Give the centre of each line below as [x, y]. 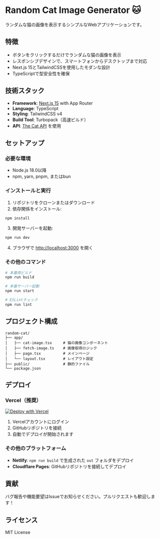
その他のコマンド [26, 262]
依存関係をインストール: [37, 208]
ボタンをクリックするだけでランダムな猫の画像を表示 [67, 55]
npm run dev [17, 238]
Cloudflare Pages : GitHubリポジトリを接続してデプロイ [69, 466]
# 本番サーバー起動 [22, 286]
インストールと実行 [28, 190]
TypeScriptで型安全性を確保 [41, 73]
